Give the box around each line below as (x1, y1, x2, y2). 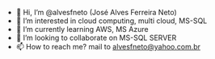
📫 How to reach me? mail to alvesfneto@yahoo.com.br (15, 42, 200, 51)
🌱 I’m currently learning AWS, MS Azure (15, 25, 149, 33)
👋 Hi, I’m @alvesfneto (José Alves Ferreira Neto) (15, 8, 178, 17)
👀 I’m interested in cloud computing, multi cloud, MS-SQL (15, 16, 208, 26)
